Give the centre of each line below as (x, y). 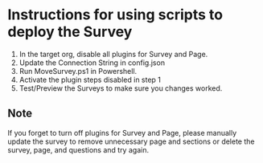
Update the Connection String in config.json (92, 63)
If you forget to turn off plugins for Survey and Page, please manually (122, 132)
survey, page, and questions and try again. (78, 149)
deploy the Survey (70, 32)
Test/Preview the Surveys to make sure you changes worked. (121, 88)
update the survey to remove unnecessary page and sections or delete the (131, 141)
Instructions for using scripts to (115, 15)
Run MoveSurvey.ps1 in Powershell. (78, 71)
